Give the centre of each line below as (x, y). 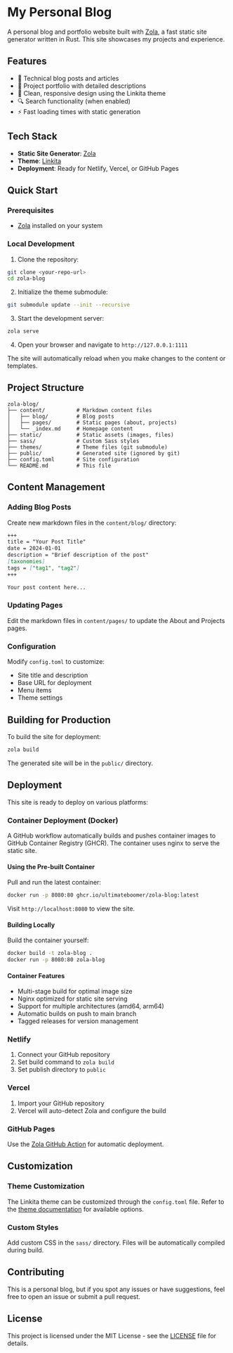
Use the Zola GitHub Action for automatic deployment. (86, 1144)
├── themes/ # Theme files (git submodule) (88, 447)
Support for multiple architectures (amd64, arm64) (91, 1006)
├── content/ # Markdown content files (80, 410)
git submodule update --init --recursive (69, 305)
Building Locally (31, 925)
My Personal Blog (60, 12)
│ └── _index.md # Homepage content (70, 429)
